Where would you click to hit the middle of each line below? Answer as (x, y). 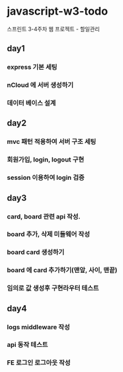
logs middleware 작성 (39, 327)
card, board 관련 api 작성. (44, 217)
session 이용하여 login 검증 (46, 177)
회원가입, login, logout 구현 (46, 160)
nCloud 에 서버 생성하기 (40, 85)
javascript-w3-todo (58, 11)
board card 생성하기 (36, 252)
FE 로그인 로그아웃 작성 (39, 363)
